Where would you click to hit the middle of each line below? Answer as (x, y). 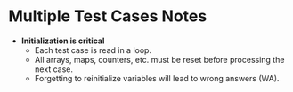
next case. (53, 69)
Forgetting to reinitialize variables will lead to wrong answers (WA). (157, 78)
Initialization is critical (63, 41)
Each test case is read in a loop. (93, 50)
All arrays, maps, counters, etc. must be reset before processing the (159, 59)
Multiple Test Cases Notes (108, 16)
